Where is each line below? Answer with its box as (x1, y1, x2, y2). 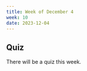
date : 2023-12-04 (6, 20, 50, 26)
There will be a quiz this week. (6, 58, 82, 66)
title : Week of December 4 (6, 8, 74, 15)
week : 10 (6, 14, 28, 20)
